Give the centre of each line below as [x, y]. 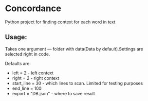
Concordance [33, 8]
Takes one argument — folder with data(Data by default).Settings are [74, 49]
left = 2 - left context [33, 73]
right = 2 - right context [36, 78]
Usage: [16, 37]
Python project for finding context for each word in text [60, 22]
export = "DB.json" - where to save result [54, 93]
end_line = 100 [27, 88]
